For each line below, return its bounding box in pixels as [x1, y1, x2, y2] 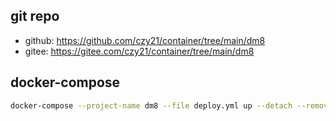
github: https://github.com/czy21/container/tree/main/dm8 [24, 34, 266, 46]
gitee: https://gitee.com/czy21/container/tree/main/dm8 [24, 45, 255, 57]
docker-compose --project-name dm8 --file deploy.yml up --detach [10, 100, 293, 111]
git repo [10, 8, 60, 25]
